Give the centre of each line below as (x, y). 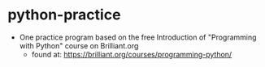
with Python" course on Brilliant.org (79, 45)
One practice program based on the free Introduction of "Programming (138, 37)
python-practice (64, 15)
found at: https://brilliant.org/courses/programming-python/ (132, 54)
